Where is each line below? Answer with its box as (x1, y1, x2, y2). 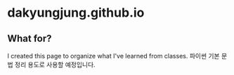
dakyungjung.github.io (7, 5, 145, 21)
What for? (7, 33, 52, 44)
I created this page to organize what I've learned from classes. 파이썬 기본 (7, 52, 220, 60)
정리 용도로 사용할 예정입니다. (14, 60, 96, 69)
